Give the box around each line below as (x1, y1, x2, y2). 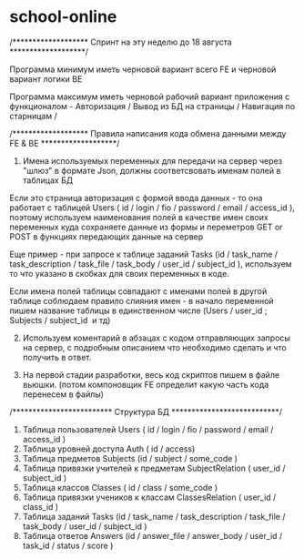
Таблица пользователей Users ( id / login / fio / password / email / (22, 423, 274, 434)
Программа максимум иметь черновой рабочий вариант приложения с (9, 91, 290, 102)
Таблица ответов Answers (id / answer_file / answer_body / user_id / (22, 530, 283, 541)
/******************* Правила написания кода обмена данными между (9, 127, 287, 138)
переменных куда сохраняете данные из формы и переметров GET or (9, 221, 283, 232)
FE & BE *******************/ (9, 137, 120, 148)
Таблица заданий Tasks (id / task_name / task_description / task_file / (22, 511, 286, 522)
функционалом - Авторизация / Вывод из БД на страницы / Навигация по (9, 100, 296, 111)
